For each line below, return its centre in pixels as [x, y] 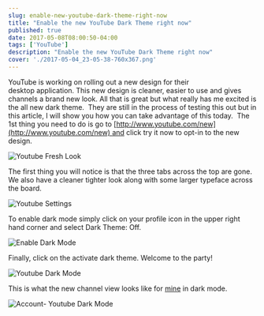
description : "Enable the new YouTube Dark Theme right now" [111, 52]
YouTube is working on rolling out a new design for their [99, 82]
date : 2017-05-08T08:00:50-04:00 [63, 38]
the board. [25, 188]
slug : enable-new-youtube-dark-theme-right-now [88, 15]
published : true [35, 30]
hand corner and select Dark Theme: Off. [75, 227]
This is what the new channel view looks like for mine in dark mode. [118, 288]
